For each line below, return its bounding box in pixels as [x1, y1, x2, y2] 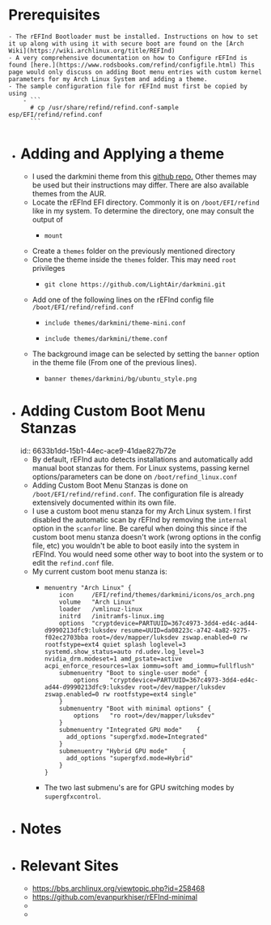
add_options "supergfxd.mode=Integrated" [66, 733, 208, 741]
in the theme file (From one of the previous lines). [32, 357, 197, 367]
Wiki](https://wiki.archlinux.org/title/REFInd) [8, 46, 176, 54]
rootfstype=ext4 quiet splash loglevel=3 [44, 640, 186, 648]
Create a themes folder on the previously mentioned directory [32, 246, 235, 256]
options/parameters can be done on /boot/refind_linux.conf [32, 471, 238, 481]
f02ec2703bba [44, 633, 89, 642]
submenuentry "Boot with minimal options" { [59, 704, 212, 712]
